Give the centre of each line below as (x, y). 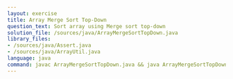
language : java (29, 58)
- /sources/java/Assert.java (49, 45)
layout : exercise (32, 13)
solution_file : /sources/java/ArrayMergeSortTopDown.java (93, 33)
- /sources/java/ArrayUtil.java (54, 52)
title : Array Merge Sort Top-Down (57, 20)
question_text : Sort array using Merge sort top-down (87, 26)
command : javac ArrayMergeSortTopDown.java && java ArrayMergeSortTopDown (118, 65)
